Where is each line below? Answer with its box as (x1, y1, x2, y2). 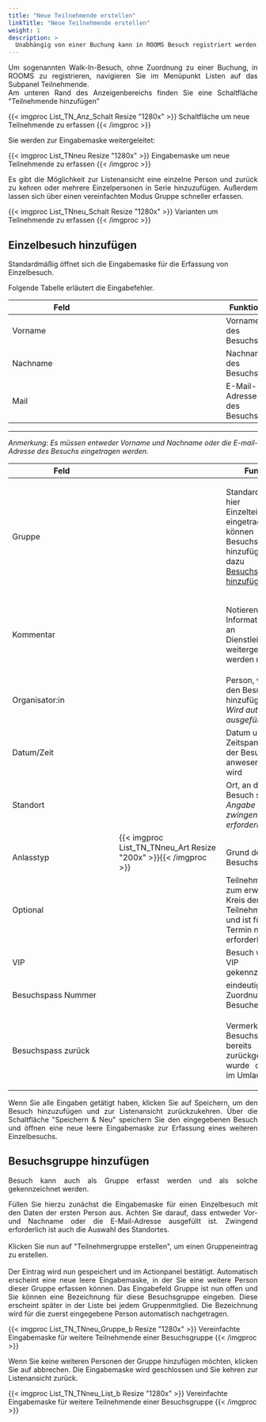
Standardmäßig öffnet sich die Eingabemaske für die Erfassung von (8, 259, 229, 269)
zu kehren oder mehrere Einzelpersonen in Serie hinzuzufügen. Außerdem (8, 183, 258, 193)
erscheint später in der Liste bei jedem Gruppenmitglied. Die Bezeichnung (8, 1300, 258, 1310)
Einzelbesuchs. (8, 1131, 58, 1141)
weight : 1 (8, 26, 41, 34)
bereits (226, 1039, 252, 1050)
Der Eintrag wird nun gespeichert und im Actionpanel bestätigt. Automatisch (8, 1267, 258, 1276)
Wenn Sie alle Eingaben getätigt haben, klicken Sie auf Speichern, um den (8, 1098, 258, 1107)
